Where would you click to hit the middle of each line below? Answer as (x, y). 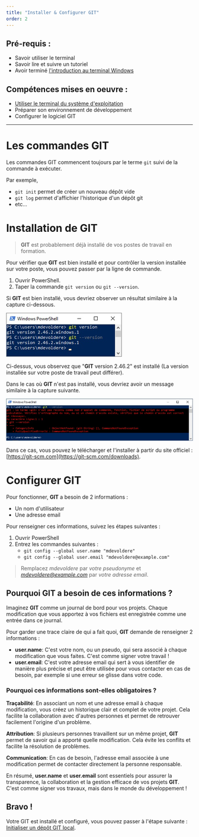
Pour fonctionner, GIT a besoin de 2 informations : (67, 497)
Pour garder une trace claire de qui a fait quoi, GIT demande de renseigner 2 (99, 632)
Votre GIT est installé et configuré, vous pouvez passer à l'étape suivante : (97, 821)
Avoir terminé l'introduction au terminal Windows (74, 71)
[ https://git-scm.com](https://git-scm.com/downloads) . (73, 456)
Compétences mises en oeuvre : (67, 89)
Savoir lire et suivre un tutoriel (51, 64)
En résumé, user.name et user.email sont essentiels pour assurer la (89, 775)
